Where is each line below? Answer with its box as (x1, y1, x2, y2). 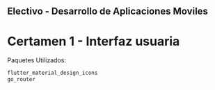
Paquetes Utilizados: (7, 56, 66, 64)
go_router (7, 76, 36, 83)
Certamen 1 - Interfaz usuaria (7, 33, 180, 49)
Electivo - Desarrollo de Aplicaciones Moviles (7, 6, 209, 17)
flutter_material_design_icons (7, 69, 98, 77)
